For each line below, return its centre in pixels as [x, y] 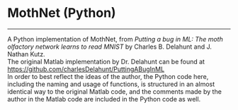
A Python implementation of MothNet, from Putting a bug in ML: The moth [115, 39]
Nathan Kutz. [26, 54]
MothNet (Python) [62, 13]
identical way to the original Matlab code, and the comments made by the [114, 91]
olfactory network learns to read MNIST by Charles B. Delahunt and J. [110, 47]
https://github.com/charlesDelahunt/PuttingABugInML [86, 69]
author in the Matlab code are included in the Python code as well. [104, 99]
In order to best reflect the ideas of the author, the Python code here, [108, 76]
